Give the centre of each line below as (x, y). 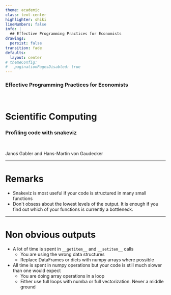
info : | (13, 29)
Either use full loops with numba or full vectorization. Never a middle (92, 281)
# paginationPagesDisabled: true (43, 67)
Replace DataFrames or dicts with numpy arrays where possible (87, 260)
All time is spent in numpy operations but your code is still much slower (87, 265)
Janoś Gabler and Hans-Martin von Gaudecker (54, 153)
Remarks (25, 179)
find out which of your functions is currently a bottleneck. (73, 209)
